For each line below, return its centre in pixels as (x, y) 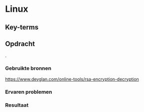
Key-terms (22, 27)
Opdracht (20, 43)
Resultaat (17, 105)
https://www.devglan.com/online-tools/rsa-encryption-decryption (72, 79)
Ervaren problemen (29, 92)
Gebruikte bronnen (28, 68)
